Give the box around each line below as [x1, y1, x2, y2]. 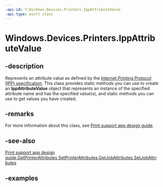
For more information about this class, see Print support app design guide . [5, 122, 154, 129]
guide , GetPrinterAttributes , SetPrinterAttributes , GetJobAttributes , [5, 155, 134, 161]
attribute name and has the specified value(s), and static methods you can [5, 90, 154, 96]
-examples [5, 174, 38, 182]
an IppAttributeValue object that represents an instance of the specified [5, 85, 150, 91]
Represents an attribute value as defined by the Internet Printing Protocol [5, 75, 152, 81]
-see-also [5, 136, 36, 145]
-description [5, 62, 44, 70]
